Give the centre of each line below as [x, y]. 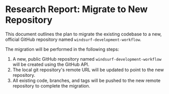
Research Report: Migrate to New [76, 9]
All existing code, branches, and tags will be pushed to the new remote [87, 80]
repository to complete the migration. [51, 86]
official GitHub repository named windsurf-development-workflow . [73, 39]
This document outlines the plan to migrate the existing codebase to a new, [83, 34]
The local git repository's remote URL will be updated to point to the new [88, 70]
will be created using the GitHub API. [51, 64]
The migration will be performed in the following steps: [62, 49]
